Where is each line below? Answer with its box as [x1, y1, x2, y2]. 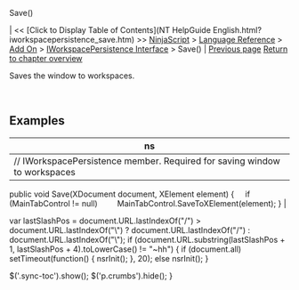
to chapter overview [9, 53, 83, 63]
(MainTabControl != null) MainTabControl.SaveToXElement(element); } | [9, 197, 287, 208]
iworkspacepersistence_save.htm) [9, 35, 135, 44]
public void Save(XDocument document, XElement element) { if [9, 189, 251, 199]
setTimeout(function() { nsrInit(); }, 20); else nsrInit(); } [9, 253, 209, 263]
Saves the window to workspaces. [9, 70, 135, 81]
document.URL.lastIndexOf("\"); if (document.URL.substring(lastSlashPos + [9, 234, 286, 245]
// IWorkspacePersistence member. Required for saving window [13, 155, 280, 167]
